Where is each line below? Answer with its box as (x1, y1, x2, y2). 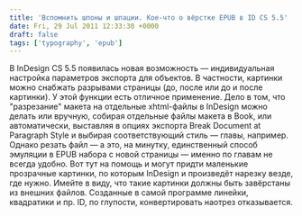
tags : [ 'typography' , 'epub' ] (9, 38, 124, 48)
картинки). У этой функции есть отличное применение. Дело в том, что (9, 92, 286, 103)
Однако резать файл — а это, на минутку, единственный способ (9, 139, 259, 150)
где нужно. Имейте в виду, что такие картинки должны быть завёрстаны (9, 177, 291, 189)
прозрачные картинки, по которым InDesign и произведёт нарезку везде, (9, 168, 294, 179)
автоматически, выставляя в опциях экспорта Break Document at (9, 121, 261, 131)
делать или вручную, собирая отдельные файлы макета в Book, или (9, 111, 272, 121)
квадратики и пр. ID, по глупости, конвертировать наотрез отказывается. (9, 197, 293, 208)
